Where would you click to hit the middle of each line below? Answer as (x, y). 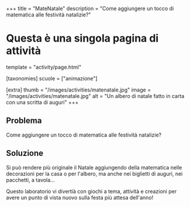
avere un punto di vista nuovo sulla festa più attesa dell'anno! (80, 197)
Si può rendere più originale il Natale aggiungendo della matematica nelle (94, 167)
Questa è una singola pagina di (82, 38)
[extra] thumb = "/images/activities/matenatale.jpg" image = (78, 90)
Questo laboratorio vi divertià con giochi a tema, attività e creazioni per (91, 191)
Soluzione (25, 153)
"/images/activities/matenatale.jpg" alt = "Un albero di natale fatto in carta (95, 96)
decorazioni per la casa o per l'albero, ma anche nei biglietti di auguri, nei (94, 174)
